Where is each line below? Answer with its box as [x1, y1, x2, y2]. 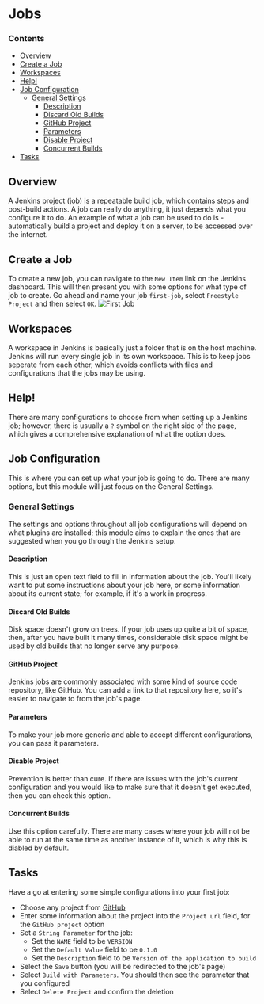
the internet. [8, 230, 48, 239]
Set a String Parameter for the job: [19, 928, 133, 937]
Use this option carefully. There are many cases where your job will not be [8, 826, 251, 836]
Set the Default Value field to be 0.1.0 [31, 945, 158, 954]
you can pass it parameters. [8, 738, 100, 747]
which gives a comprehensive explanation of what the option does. [8, 429, 227, 438]
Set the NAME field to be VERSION [31, 936, 133, 945]
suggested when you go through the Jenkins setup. [8, 536, 176, 545]
